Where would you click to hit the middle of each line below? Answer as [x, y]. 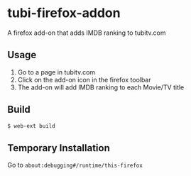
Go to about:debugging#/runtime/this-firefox [75, 165]
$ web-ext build [31, 126]
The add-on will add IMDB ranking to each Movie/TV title [101, 87]
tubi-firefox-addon [64, 13]
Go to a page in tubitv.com [56, 72]
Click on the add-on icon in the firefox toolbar [84, 79]
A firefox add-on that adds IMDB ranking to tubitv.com [87, 33]
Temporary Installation [59, 148]
